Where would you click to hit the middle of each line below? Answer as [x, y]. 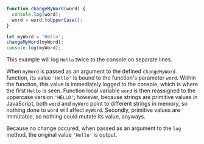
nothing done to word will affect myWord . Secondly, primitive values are [93, 110]
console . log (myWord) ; [34, 48]
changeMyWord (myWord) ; [35, 43]
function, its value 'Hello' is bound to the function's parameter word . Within [101, 78]
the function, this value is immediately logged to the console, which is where [102, 84]
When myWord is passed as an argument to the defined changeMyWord [91, 71]
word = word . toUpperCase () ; [47, 20]
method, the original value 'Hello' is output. [62, 135]
